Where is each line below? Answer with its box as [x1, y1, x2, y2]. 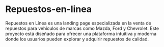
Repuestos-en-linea [5, 3, 92, 15]
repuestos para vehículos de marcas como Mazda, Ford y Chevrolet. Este [5, 25, 159, 31]
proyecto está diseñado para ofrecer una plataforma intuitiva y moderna [5, 30, 157, 36]
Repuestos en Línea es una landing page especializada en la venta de [5, 20, 152, 26]
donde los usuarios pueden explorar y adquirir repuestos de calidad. [5, 36, 149, 42]
